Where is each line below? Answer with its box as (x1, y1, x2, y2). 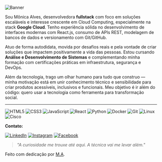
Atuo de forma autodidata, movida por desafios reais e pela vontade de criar (5, 44, 157, 49)
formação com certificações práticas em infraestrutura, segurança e (5, 60, 141, 65)
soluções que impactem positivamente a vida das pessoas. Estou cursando (5, 49, 155, 55)
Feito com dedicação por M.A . (5, 151, 65, 157)
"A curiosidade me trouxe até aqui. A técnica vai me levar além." (16, 142, 146, 147)
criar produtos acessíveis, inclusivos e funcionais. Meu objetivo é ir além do (5, 84, 156, 90)
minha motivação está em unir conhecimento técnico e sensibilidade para (5, 79, 151, 85)
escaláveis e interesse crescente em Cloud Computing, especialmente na (5, 19, 151, 25)
